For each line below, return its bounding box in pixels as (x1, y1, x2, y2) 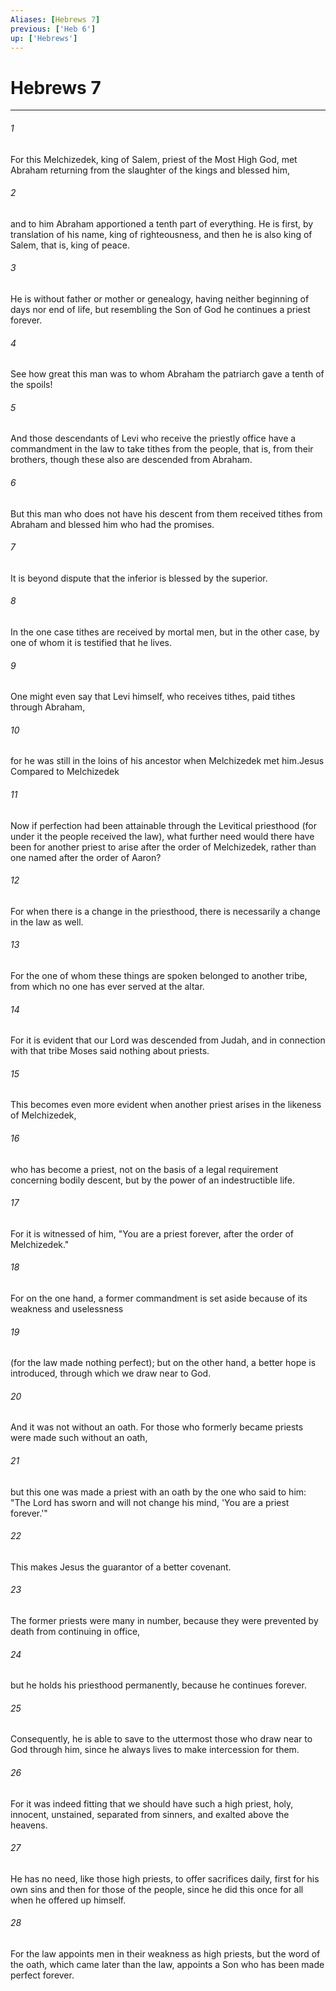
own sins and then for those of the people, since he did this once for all (10, 1883, 304, 1895)
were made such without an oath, (10, 1432, 148, 1444)
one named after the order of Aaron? (10, 851, 162, 863)
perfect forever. (10, 1969, 75, 1981)
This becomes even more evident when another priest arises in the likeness (10, 1099, 322, 1111)
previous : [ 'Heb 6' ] (10, 24, 97, 34)
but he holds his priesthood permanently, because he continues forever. (10, 1679, 307, 1691)
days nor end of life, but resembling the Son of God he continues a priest (10, 303, 311, 315)
